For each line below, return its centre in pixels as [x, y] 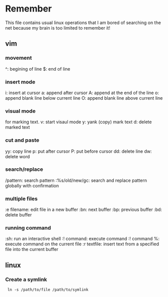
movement [19, 58]
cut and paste [22, 140]
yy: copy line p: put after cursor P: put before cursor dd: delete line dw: [78, 151]
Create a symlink [26, 279]
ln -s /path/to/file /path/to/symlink [48, 290]
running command [28, 228]
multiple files [21, 198]
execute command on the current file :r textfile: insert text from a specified [82, 244]
